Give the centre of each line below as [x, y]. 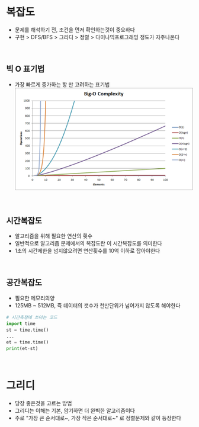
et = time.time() [28, 342]
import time [21, 323]
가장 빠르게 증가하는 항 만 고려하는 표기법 [62, 84]
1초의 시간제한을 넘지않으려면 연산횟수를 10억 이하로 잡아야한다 [87, 251]
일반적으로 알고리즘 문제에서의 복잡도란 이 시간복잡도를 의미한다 [88, 243]
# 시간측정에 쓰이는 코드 [32, 317]
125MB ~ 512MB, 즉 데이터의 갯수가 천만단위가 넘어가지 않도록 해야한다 [97, 305]
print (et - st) [22, 349]
